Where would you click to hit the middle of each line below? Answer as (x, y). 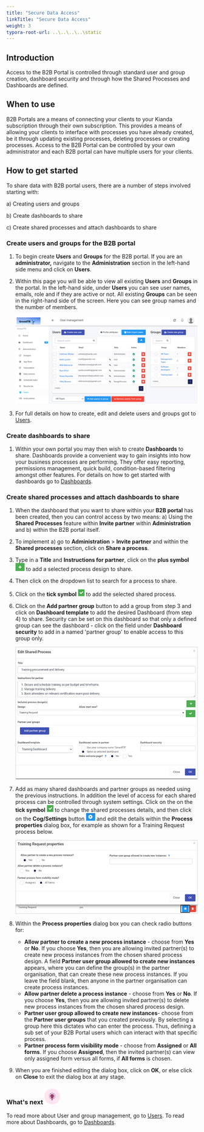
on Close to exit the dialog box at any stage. (70, 1077)
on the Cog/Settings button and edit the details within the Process (104, 819)
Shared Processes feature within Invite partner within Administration (103, 523)
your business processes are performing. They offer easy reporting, (100, 462)
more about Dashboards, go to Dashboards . (61, 1122)
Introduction (30, 58)
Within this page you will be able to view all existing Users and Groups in (106, 281)
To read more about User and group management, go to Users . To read (95, 1116)
